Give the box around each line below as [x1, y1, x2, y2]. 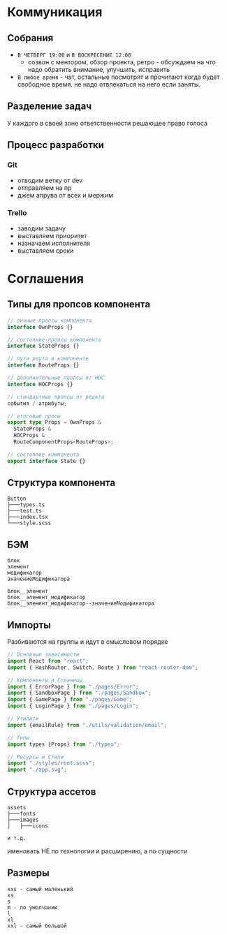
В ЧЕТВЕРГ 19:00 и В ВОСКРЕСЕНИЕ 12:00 [17, 50, 131, 59]
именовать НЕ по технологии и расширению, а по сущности [7, 847, 188, 855]
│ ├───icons [7, 823, 49, 830]
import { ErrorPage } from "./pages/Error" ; [7, 683, 139, 690]
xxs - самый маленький [7, 885, 73, 892]
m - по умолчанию [7, 904, 58, 911]
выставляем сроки [17, 246, 74, 255]
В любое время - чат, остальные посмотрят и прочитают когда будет [17, 73, 220, 81]
